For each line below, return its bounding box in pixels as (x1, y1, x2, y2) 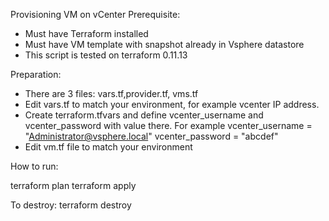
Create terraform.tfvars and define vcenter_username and (24, 109, 264, 121)
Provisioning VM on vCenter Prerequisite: (10, 9, 181, 20)
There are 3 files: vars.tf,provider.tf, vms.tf (24, 88, 199, 99)
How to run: (10, 160, 59, 172)
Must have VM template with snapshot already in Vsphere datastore (24, 39, 305, 50)
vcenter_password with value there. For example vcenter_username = (24, 120, 313, 131)
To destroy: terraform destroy (10, 199, 132, 211)
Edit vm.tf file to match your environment (24, 141, 193, 153)
